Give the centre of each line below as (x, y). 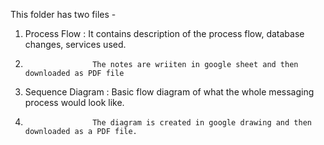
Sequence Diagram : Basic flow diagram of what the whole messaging (169, 92)
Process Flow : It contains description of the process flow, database (164, 33)
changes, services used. (75, 44)
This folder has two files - (63, 14)
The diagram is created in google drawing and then (202, 123)
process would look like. (74, 102)
